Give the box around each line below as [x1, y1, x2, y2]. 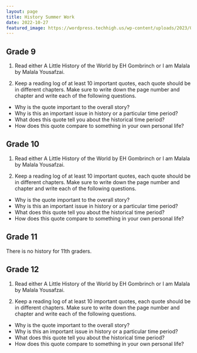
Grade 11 [6, 232, 38, 242]
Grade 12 [6, 264, 39, 274]
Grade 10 [6, 139, 40, 150]
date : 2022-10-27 [6, 19, 49, 25]
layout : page [6, 8, 38, 15]
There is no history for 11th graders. [6, 247, 92, 254]
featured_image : [6, 25, 46, 31]
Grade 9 [6, 46, 36, 56]
